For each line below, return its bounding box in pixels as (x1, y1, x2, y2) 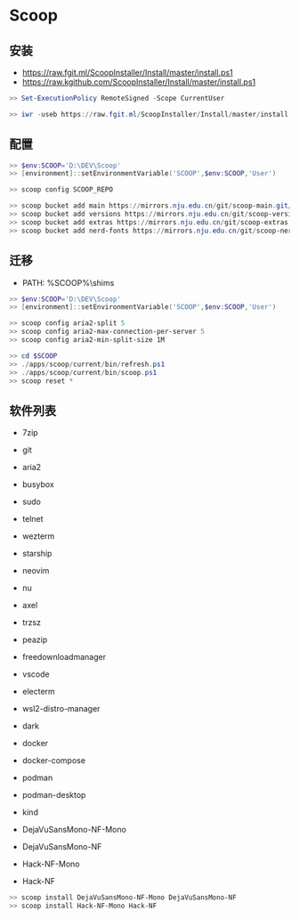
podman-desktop (21, 790, 86, 801)
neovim (21, 565, 50, 576)
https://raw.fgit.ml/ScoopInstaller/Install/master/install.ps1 (21, 68, 233, 77)
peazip (21, 634, 48, 646)
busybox (21, 479, 55, 490)
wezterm (21, 531, 55, 541)
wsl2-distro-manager (21, 703, 101, 714)
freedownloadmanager (21, 652, 107, 663)
